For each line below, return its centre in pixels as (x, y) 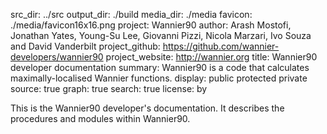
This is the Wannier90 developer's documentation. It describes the (147, 108)
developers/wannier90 (57, 57)
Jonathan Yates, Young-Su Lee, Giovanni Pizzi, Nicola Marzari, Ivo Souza (161, 35)
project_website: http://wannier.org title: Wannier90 (211, 57)
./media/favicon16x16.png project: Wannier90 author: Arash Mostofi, (151, 25)
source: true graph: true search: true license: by (109, 88)
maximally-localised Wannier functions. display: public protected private (159, 78)
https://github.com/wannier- (221, 46)
